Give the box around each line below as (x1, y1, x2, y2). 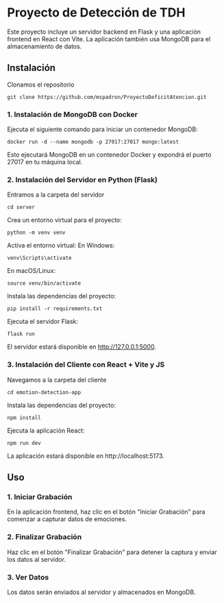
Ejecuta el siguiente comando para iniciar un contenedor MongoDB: (7, 125, 198, 133)
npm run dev (7, 439, 41, 446)
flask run (7, 331, 36, 338)
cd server (7, 204, 36, 211)
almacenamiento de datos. (7, 42, 82, 50)
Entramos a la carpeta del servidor (7, 190, 105, 199)
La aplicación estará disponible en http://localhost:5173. (7, 452, 164, 460)
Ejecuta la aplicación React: (7, 426, 85, 435)
